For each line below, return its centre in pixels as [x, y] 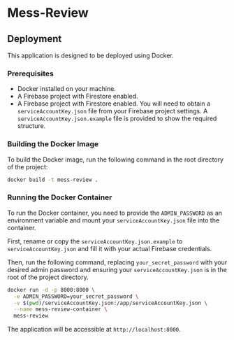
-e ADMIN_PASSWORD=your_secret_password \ [76, 296]
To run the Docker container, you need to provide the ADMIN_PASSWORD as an [115, 213]
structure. [31, 126]
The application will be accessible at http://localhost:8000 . [94, 330]
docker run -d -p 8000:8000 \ [51, 290]
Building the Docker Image [53, 144]
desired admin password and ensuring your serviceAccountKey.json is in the [117, 269]
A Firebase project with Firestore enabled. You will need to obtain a [114, 104]
